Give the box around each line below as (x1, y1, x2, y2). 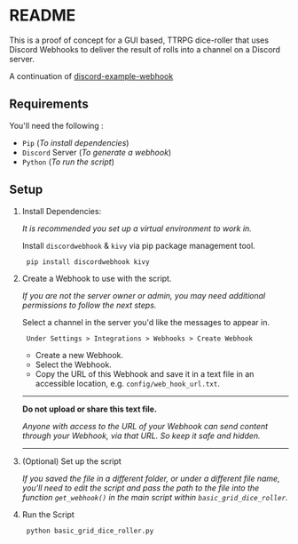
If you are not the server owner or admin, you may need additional (21, 290, 266, 300)
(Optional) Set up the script (21, 455, 122, 467)
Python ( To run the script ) (21, 156, 115, 167)
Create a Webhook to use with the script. (21, 273, 172, 284)
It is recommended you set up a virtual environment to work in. (21, 223, 253, 234)
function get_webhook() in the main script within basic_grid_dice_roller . (21, 492, 288, 502)
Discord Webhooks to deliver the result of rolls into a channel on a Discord (9, 44, 281, 54)
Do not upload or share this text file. (21, 404, 158, 414)
